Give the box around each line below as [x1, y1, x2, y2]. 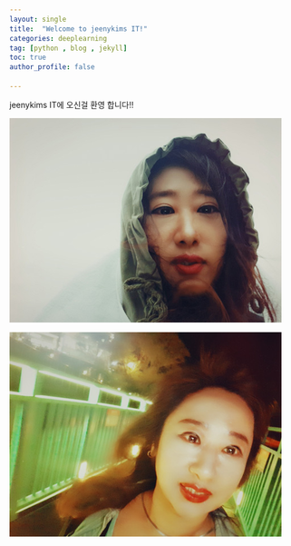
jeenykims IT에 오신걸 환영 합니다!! [9, 99, 134, 110]
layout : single [9, 15, 67, 24]
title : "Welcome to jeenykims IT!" [9, 24, 148, 34]
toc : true [9, 53, 47, 63]
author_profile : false [9, 63, 95, 72]
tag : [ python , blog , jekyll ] [9, 44, 128, 53]
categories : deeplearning [9, 34, 107, 43]
